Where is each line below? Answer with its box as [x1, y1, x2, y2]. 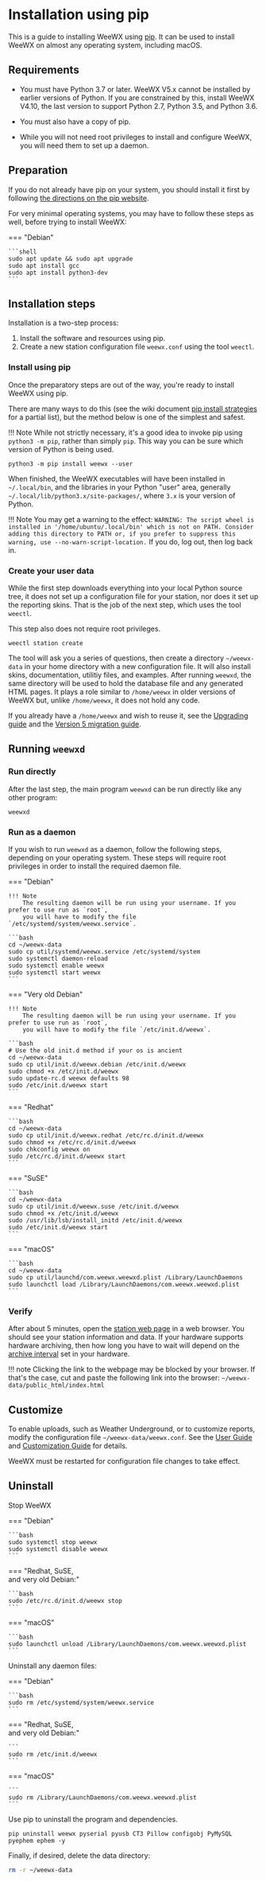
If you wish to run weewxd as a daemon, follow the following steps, [8, 844, 222, 853]
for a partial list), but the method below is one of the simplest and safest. [8, 412, 246, 422]
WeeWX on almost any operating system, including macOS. [8, 40, 202, 49]
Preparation [8, 164, 68, 177]
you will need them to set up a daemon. [19, 141, 149, 150]
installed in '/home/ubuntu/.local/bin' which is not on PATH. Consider [8, 523, 254, 531]
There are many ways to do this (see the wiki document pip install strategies [8, 404, 258, 413]
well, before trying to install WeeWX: [8, 217, 127, 226]
